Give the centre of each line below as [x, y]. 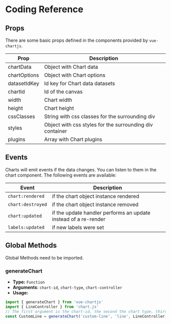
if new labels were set [78, 227]
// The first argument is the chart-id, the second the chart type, [79, 311]
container [55, 131]
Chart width [58, 100]
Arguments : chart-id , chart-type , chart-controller [67, 287]
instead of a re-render [79, 219]
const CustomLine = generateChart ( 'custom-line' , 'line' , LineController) [86, 316]
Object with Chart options [75, 75]
